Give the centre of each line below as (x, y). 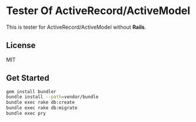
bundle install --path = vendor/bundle (52, 97)
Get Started (28, 78)
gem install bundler (31, 91)
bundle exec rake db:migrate (42, 108)
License (21, 45)
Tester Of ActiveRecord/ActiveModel (98, 11)
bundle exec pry (26, 113)
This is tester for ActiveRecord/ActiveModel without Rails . (76, 27)
